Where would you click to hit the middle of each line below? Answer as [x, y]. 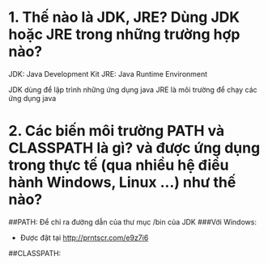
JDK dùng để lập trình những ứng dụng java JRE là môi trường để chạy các [133, 90]
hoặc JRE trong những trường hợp [124, 34]
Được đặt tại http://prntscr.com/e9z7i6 [84, 238]
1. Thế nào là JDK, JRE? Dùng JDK [124, 17]
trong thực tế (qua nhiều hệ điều [119, 165]
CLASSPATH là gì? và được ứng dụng [134, 148]
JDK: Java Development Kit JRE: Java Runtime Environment [108, 74]
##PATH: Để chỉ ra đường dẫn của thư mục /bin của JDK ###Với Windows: [133, 221]
